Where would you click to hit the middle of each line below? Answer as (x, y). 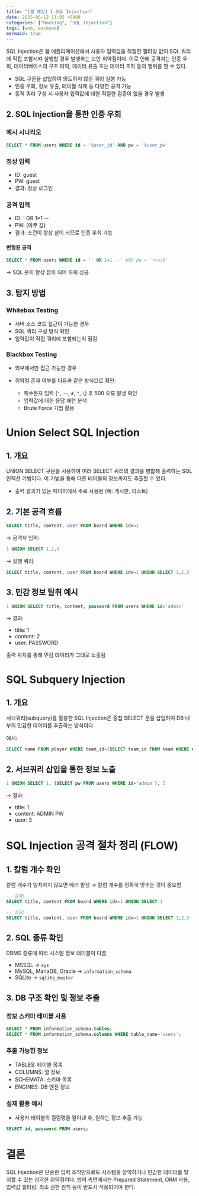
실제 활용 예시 (25, 1104)
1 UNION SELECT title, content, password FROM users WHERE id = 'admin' (95, 606)
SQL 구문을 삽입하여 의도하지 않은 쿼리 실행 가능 (70, 79)
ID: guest (26, 174)
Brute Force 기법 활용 (49, 408)
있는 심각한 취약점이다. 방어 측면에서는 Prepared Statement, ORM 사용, (107, 1180)
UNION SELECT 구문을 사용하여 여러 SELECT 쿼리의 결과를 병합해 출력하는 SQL (99, 471)
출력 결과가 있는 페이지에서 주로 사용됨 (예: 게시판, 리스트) (81, 491)
